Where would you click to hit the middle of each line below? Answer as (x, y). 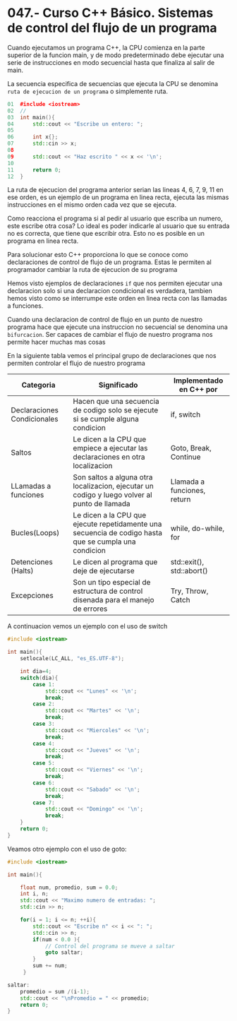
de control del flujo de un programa (112, 28)
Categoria (38, 385)
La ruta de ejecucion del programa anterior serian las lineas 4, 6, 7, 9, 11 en (115, 190)
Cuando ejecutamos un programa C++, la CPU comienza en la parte (106, 47)
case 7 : (44, 803)
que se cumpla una (104, 542)
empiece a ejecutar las (110, 448)
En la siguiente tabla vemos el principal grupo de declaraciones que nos (112, 356)
